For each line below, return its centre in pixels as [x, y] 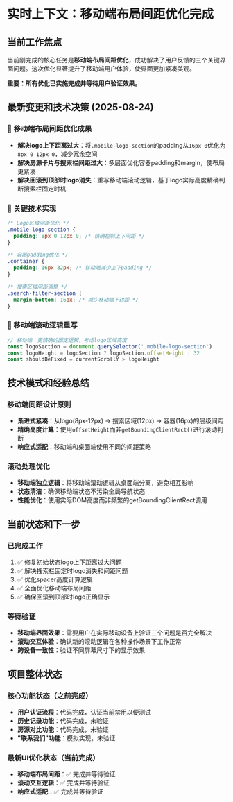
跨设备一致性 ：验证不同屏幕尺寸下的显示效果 [81, 650]
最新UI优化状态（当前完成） [53, 758]
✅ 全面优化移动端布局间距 [54, 588]
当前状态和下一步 [44, 524]
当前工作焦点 [35, 42]
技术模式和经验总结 [48, 383]
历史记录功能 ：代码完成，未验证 [63, 720]
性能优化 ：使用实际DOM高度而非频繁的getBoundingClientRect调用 [112, 500]
